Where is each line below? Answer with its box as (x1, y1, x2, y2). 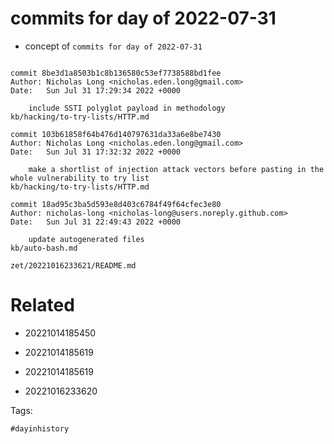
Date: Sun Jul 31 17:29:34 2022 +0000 (10, 85, 182, 96)
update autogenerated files (28, 234, 145, 244)
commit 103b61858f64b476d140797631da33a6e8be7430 (10, 129, 222, 139)
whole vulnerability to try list (10, 173, 150, 183)
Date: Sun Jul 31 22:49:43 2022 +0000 (10, 217, 182, 227)
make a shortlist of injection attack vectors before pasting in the (28, 164, 325, 174)
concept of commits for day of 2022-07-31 (24, 40, 203, 52)
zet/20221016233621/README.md (10, 260, 137, 271)
